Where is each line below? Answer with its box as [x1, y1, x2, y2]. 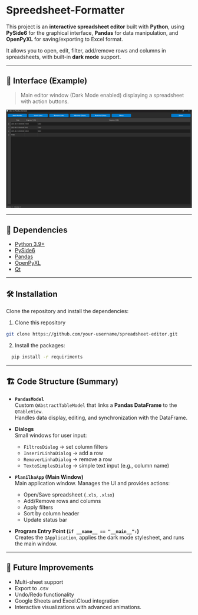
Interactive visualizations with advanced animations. [14, 603, 141, 610]
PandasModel [14, 396, 44, 402]
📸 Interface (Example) [6, 76, 87, 86]
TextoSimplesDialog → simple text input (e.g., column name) [23, 462, 170, 469]
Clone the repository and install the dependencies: [6, 308, 129, 315]
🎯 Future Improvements [6, 563, 94, 573]
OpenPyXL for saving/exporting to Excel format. [6, 35, 124, 42]
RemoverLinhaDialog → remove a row [23, 455, 113, 463]
